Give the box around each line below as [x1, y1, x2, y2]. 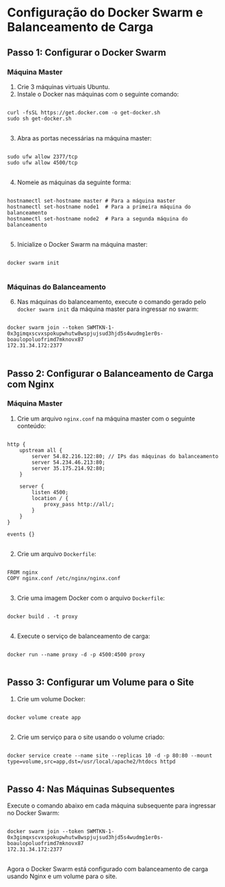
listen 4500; [31, 488, 69, 496]
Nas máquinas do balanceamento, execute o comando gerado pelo [16, 298, 207, 306]
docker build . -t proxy [7, 613, 78, 620]
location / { [31, 495, 69, 501]
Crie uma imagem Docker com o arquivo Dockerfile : [16, 594, 166, 602]
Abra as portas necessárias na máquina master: [16, 134, 152, 142]
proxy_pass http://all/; [43, 501, 115, 508]
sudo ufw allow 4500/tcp [7, 159, 78, 166]
